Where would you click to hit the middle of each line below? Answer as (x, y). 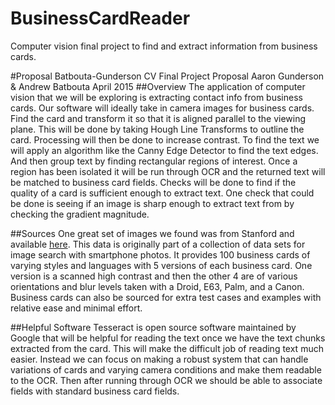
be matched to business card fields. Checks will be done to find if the (153, 182)
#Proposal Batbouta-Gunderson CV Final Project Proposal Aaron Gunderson (167, 76)
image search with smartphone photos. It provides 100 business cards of (160, 254)
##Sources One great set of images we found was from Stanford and (152, 233)
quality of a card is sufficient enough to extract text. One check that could (162, 193)
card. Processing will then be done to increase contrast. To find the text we (165, 139)
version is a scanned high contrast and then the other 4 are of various (154, 276)
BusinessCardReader (100, 18)
